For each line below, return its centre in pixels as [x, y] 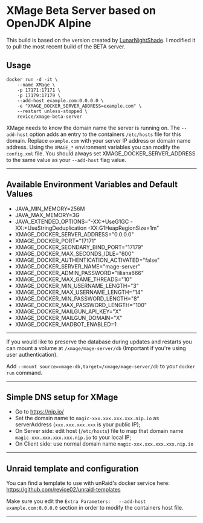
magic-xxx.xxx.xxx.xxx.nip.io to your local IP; [73, 437]
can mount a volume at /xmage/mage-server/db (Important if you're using [96, 348]
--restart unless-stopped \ [52, 111]
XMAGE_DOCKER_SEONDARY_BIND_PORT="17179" [79, 247]
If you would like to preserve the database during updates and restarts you [99, 342]
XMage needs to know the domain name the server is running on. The [93, 128]
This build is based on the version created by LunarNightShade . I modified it [101, 40]
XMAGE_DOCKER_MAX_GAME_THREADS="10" [73, 279]
